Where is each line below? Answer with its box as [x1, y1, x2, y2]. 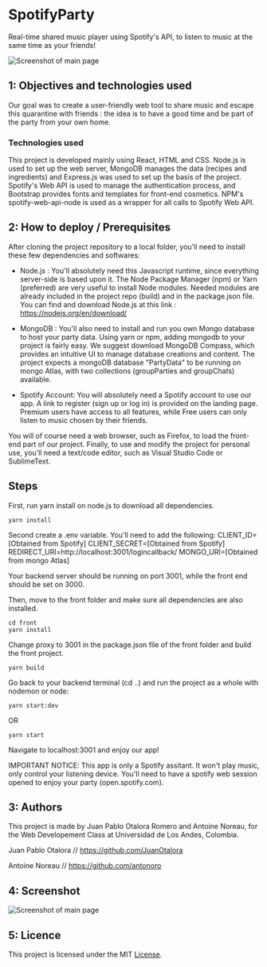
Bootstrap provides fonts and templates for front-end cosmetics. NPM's [8, 189, 244, 199]
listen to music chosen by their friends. [19, 415, 148, 424]
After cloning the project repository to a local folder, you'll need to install [8, 242, 245, 251]
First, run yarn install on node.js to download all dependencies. [8, 500, 214, 510]
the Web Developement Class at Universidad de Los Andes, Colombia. [8, 830, 239, 839]
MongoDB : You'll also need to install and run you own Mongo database [19, 323, 255, 333]
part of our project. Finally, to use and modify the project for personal [22, 439, 250, 448]
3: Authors [8, 800, 63, 815]
